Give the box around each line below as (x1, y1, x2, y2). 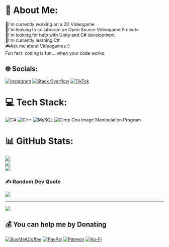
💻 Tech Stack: (5, 97, 67, 108)
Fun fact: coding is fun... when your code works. (5, 50, 106, 56)
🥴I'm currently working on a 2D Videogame (5, 21, 95, 27)
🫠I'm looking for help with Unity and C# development (5, 32, 115, 38)
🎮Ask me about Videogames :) (5, 43, 70, 49)
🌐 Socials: (5, 65, 38, 73)
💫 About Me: (5, 5, 58, 16)
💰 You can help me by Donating (5, 220, 107, 229)
